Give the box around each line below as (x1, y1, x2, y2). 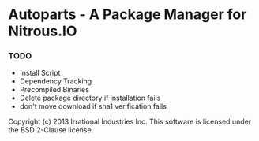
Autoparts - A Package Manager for (8, 6, 247, 24)
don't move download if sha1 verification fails (19, 102, 167, 111)
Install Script (19, 69, 61, 78)
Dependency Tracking (19, 76, 92, 86)
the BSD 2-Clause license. (8, 125, 94, 135)
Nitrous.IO (8, 22, 77, 40)
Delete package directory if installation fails (19, 93, 161, 103)
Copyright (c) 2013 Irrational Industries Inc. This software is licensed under (8, 117, 252, 127)
